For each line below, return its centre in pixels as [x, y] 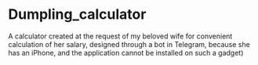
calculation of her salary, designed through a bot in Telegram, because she [129, 44]
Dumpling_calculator [77, 14]
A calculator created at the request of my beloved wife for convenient [120, 36]
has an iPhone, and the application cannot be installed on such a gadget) [126, 52]
